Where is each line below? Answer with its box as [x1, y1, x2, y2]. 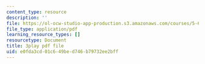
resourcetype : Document [6, 37, 67, 43]
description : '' [6, 15, 48, 21]
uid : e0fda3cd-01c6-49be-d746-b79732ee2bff [6, 49, 119, 55]
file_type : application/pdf [6, 26, 78, 32]
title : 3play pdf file [6, 43, 64, 49]
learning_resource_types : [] [6, 32, 81, 38]
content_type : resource [6, 9, 67, 15]
